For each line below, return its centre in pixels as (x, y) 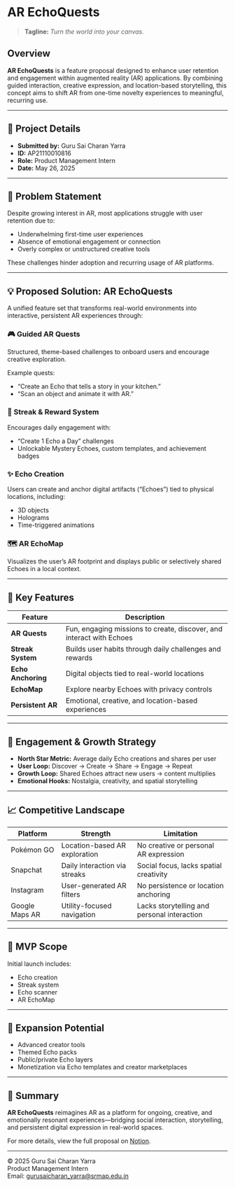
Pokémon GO (33, 850)
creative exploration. (37, 359)
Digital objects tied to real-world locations (135, 674)
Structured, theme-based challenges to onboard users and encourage (108, 352)
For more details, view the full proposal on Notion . (79, 1141)
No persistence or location (180, 885)
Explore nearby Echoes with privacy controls (139, 689)
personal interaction (170, 914)
